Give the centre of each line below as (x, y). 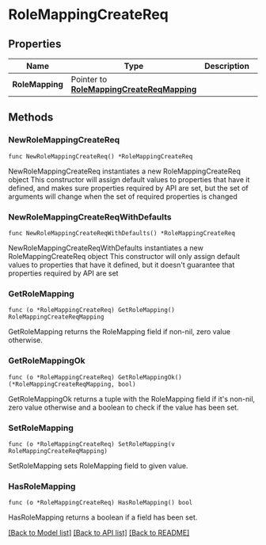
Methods (31, 118)
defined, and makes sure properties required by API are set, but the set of (129, 188)
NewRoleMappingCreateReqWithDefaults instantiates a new (106, 248)
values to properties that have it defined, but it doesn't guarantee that (122, 265)
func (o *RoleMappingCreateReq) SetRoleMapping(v (92, 444)
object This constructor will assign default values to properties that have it (129, 179)
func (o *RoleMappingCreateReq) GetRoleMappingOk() (95, 377)
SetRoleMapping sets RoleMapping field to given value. (98, 466)
